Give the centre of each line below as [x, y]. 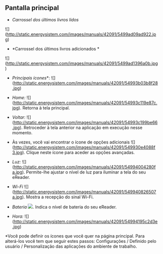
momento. [22, 132]
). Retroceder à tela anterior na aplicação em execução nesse [81, 127]
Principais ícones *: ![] [34, 78]
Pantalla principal [32, 8]
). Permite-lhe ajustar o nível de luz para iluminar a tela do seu [84, 172]
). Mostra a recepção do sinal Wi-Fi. [58, 197]
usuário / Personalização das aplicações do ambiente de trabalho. [71, 246]
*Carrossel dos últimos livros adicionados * [56, 48]
